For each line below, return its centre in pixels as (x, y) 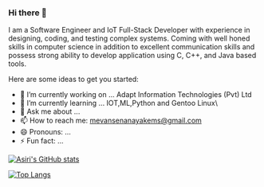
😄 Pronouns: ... (45, 132)
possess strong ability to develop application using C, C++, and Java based (132, 56)
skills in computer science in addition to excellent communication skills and (132, 47)
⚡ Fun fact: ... (41, 141)
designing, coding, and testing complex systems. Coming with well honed (129, 38)
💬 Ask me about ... (50, 111)
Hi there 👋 (28, 13)
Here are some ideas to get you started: (74, 80)
